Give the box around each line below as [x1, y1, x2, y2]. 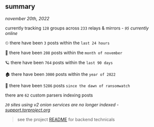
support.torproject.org [5, 107, 50, 113]
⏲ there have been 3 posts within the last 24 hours [5, 40, 110, 46]
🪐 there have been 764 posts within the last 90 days [5, 60, 113, 65]
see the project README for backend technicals [17, 116, 115, 122]
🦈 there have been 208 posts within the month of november [5, 50, 122, 56]
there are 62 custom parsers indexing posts [5, 92, 93, 98]
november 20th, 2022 [5, 15, 50, 21]
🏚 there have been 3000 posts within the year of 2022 [5, 71, 116, 77]
